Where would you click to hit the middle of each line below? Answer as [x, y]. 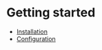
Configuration [36, 38]
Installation [32, 32]
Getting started [51, 13]
